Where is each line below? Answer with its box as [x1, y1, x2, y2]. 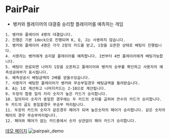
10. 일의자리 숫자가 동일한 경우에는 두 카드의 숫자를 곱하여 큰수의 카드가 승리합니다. [5, 96, 162, 102]
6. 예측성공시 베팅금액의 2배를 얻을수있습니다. [5, 75, 90, 80]
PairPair [5, 4, 40, 15]
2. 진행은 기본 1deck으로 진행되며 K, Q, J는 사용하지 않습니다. [5, 37, 126, 43]
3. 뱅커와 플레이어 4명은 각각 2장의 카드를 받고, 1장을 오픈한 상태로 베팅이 [5, 43, 145, 48]
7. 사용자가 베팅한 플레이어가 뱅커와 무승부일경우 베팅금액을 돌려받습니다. [5, 80, 140, 86]
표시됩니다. [28, 69, 48, 75]
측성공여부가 [5, 69, 27, 75]
